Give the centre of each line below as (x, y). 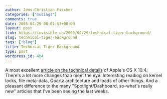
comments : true (21, 19)
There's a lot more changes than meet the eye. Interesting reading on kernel (84, 76)
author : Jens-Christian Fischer (39, 10)
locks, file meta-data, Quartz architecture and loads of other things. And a (81, 81)
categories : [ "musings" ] (31, 14)
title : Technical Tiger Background (42, 47)
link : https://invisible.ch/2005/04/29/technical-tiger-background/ (78, 33)
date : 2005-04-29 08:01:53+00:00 (40, 24)
